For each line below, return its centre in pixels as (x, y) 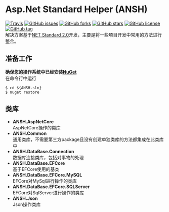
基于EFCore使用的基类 (36, 169)
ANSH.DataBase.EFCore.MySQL (47, 175)
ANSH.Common (30, 133)
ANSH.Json (25, 198)
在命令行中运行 (21, 78)
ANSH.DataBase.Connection (43, 151)
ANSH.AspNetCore (33, 121)
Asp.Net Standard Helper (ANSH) (76, 9)
